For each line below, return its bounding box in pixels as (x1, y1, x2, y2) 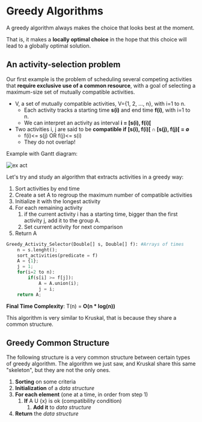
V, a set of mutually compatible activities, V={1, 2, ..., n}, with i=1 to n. (14, 100, 186, 107)
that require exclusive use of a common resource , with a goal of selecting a (6, 82, 196, 89)
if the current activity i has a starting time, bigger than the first (23, 210, 178, 218)
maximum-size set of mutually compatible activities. (6, 88, 135, 96)
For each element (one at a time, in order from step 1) (14, 391, 148, 398)
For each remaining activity (14, 204, 83, 211)
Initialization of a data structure (14, 385, 95, 392)
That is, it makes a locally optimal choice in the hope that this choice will (6, 35, 188, 43)
